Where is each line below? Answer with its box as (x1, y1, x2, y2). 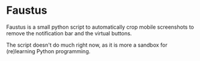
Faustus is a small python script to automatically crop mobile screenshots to (6, 23, 194, 30)
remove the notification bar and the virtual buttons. (6, 29, 132, 36)
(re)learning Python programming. (6, 47, 91, 54)
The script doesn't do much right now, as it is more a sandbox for (6, 41, 168, 48)
